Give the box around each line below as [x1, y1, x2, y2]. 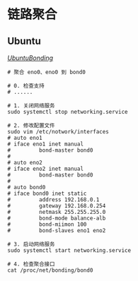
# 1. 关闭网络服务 [7, 102, 55, 109]
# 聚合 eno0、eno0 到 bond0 [7, 68, 86, 76]
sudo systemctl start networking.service [7, 247, 132, 254]
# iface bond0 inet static [7, 190, 87, 197]
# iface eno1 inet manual [7, 140, 84, 148]
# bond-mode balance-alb [7, 215, 106, 222]
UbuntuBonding [7, 54, 54, 62]
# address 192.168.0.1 [7, 196, 100, 203]
